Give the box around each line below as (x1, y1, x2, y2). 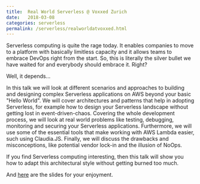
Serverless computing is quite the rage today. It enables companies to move (6, 42, 194, 49)
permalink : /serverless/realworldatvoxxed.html (6, 25, 128, 32)
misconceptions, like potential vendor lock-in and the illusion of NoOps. (6, 141, 183, 149)
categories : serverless (6, 20, 66, 26)
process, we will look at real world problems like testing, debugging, (6, 116, 174, 123)
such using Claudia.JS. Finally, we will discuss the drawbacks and (6, 135, 169, 143)
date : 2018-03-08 (6, 14, 55, 20)
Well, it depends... (6, 73, 51, 80)
